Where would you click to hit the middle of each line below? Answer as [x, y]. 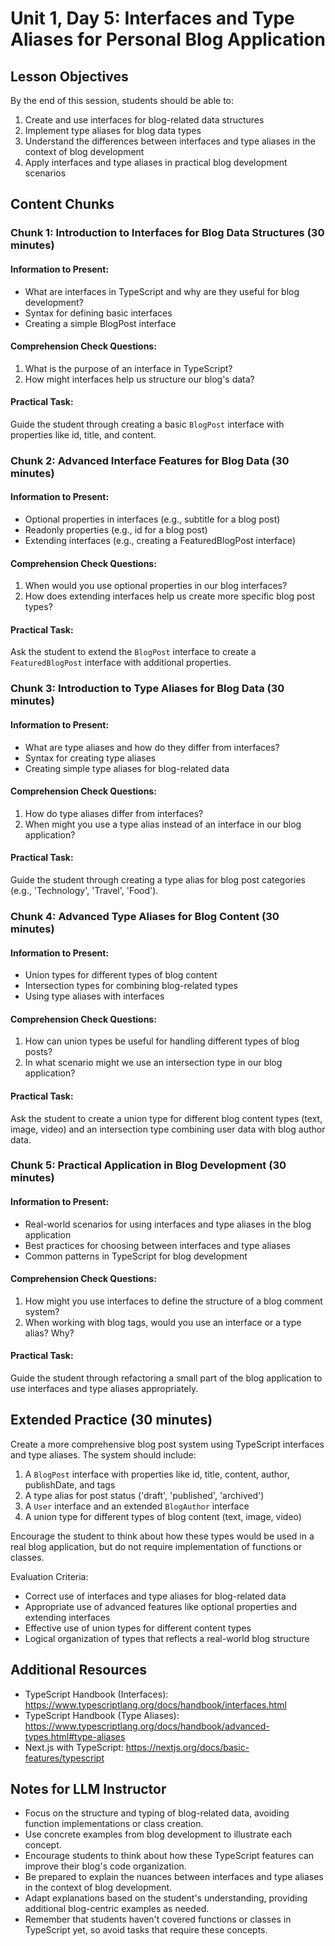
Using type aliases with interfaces [94, 996]
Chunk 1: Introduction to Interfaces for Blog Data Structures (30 [167, 233]
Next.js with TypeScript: [74, 1747]
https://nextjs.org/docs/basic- [187, 1747]
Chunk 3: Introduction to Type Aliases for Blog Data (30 [147, 689]
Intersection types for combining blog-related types [131, 986]
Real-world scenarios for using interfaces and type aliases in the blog [168, 1224]
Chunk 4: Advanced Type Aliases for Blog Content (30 [145, 916]
